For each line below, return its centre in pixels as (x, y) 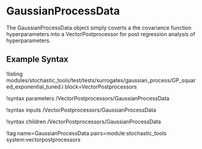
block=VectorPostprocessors (101, 87)
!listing (14, 74)
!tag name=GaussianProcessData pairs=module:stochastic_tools (87, 133)
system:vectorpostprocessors (43, 139)
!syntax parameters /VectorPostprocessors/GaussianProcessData (88, 98)
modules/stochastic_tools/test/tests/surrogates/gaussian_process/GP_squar (101, 80)
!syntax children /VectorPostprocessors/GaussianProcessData (84, 121)
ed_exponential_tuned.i (35, 87)
